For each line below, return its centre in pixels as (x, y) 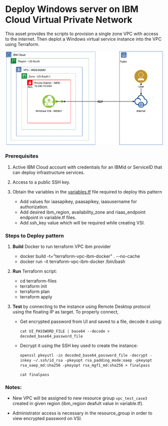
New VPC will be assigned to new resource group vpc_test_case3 (80, 398)
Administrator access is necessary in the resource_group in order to (82, 413)
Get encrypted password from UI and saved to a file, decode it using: (91, 321)
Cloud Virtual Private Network (69, 20)
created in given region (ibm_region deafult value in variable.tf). (78, 403)
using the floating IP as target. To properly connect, (65, 311)
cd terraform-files (38, 280)
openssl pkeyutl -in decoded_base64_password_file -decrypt (84, 355)
